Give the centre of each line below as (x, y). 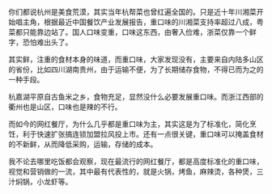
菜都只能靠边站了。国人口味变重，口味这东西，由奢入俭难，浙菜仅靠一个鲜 (132, 32)
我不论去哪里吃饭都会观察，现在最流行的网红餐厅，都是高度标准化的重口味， (136, 161)
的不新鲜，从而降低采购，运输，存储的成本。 (83, 144)
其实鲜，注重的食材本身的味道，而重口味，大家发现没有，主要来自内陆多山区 (136, 59)
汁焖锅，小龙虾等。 (40, 181)
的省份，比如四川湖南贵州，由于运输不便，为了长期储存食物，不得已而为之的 (136, 70)
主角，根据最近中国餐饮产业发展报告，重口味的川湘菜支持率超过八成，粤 (143, 22)
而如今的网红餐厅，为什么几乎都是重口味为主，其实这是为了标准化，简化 (129, 124)
